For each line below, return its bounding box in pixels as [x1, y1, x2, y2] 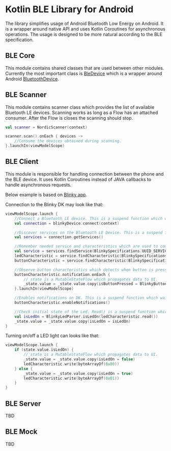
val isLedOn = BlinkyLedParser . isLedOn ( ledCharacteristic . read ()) [14, 314, 158, 319]
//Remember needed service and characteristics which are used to [14, 244, 158, 249]
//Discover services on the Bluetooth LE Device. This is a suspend [14, 230, 163, 235]
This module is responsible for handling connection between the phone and [5, 171, 164, 177]
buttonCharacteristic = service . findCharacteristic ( [14, 258, 129, 263]
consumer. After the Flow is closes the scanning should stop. [5, 115, 133, 121]
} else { [14, 366, 33, 371]
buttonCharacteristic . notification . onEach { [14, 272, 110, 277]
